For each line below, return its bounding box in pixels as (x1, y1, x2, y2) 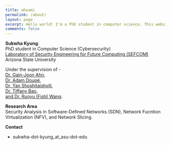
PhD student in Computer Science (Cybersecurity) (5, 46, 111, 52)
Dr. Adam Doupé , (5, 77, 42, 83)
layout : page (5, 17, 33, 22)
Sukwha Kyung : (5, 40, 40, 46)
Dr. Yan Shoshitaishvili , (5, 82, 53, 89)
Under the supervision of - (5, 67, 61, 73)
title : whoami (5, 7, 36, 13)
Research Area (5, 103, 37, 109)
